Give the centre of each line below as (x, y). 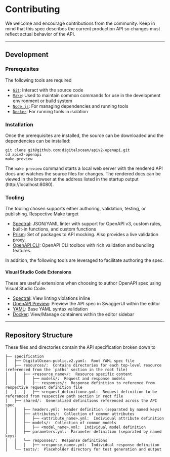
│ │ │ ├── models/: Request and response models (65, 379)
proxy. (19, 240)
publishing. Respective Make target (42, 214)
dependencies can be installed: (38, 141)
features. (22, 251)
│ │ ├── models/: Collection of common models (61, 423)
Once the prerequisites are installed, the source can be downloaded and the (84, 135)
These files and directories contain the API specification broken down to (80, 347)
